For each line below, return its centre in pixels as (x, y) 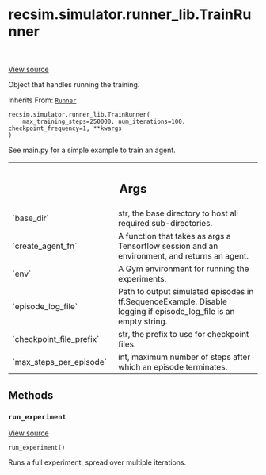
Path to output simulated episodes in (186, 292)
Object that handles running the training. (74, 84)
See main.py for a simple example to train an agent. (92, 150)
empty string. (143, 321)
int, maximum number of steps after (184, 357)
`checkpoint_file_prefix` (56, 339)
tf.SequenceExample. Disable (173, 301)
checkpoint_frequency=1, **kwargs (65, 128)
